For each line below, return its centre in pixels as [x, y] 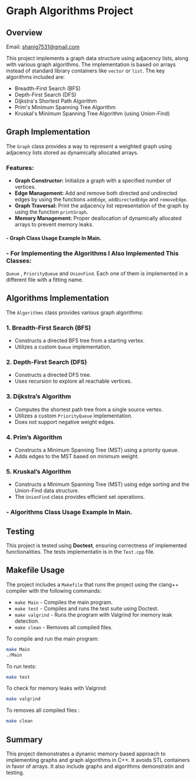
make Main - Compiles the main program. [64, 602]
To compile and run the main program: [52, 639]
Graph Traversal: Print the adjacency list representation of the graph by [102, 206]
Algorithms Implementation [58, 298]
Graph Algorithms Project [70, 11]
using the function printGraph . [51, 212]
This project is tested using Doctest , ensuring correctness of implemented [97, 546]
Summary [24, 739]
